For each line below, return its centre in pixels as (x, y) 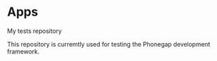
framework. (23, 51)
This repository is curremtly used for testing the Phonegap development (109, 44)
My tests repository (35, 31)
